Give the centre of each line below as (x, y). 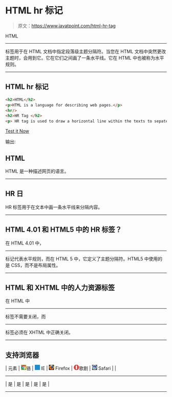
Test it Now (17, 131)
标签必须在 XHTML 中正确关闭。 (39, 332)
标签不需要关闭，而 (26, 317)
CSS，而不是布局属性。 (36, 265)
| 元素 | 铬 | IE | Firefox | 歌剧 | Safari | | (61, 368)
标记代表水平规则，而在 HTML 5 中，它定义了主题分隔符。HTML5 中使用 (82, 259)
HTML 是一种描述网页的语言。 (37, 171)
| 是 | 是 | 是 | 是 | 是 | (27, 384)
